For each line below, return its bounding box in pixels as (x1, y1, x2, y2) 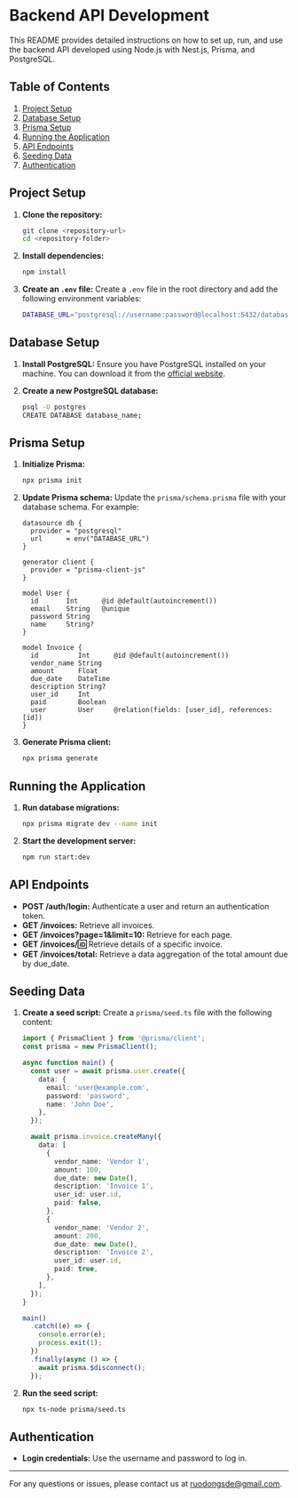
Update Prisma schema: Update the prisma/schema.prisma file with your (21, 493, 286, 503)
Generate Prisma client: (21, 737, 112, 748)
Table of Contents (9, 79, 111, 94)
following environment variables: (21, 293, 142, 304)
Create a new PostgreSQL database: (21, 385, 159, 396)
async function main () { (21, 1059, 114, 1068)
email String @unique (30, 605, 130, 613)
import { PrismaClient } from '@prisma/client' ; (21, 1034, 206, 1043)
